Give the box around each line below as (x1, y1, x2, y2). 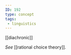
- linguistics (7, 21, 36, 26)
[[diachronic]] (5, 35, 33, 41)
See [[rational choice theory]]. (5, 44, 67, 50)
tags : (5, 16, 16, 21)
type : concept (5, 12, 35, 17)
